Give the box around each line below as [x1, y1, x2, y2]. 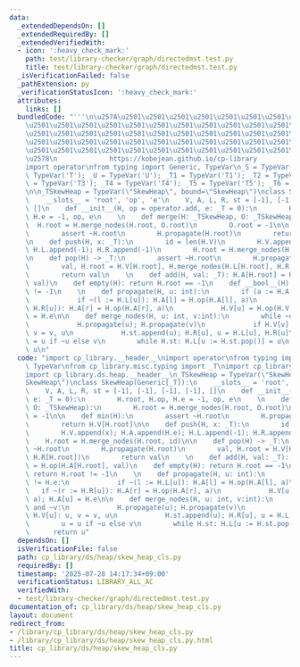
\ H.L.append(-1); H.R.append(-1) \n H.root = [25, 246, 226, 254]
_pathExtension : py [17, 79, 90, 88]
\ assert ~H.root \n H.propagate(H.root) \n [25, 229, 242, 238]
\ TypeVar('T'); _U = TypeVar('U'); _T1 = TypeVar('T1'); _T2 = [25, 171, 270, 179]
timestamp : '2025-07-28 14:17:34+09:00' [17, 569, 170, 579]
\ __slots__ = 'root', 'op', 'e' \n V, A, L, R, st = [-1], [25, 196, 274, 205]
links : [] [25, 104, 62, 113]
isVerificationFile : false [17, 544, 118, 554]
